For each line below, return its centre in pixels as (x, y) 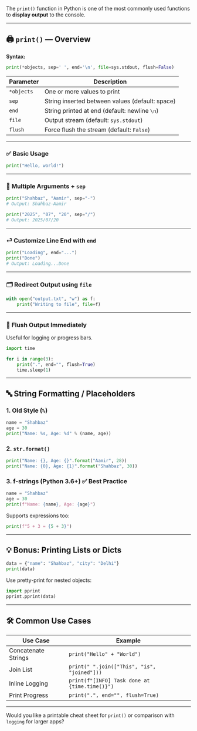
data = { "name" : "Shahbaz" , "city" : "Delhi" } (62, 564)
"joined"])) (86, 672)
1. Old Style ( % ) (27, 410)
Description (110, 82)
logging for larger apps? (35, 721)
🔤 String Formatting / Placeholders (71, 394)
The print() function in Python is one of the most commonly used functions (98, 9)
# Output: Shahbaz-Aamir (36, 204)
